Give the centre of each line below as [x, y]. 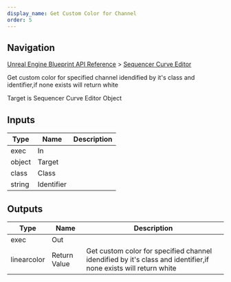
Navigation [31, 48]
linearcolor [28, 259]
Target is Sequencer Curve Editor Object [65, 98]
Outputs [25, 209]
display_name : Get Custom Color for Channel [72, 13]
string [20, 184]
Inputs [21, 120]
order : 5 [20, 20]
